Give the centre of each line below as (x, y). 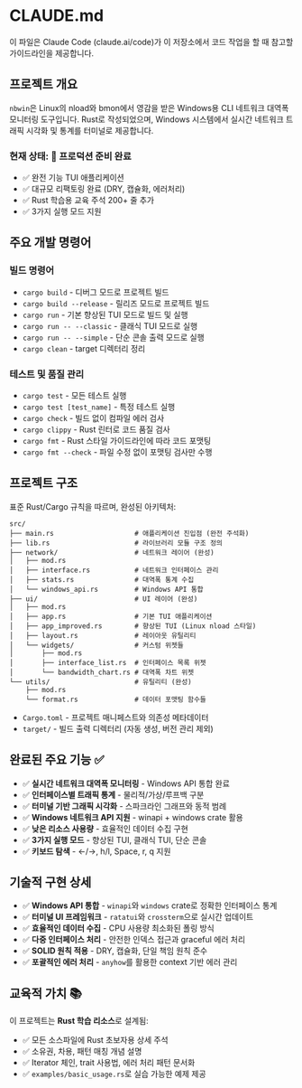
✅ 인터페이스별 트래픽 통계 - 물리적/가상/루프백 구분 (113, 794)
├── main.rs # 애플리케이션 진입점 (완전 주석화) (129, 533)
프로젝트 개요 (44, 84)
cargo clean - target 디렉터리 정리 (84, 348)
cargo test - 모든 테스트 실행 (74, 396)
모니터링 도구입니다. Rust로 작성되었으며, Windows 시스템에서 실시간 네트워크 (146, 119)
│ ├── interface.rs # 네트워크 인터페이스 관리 (114, 570)
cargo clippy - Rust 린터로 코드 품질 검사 (96, 429)
